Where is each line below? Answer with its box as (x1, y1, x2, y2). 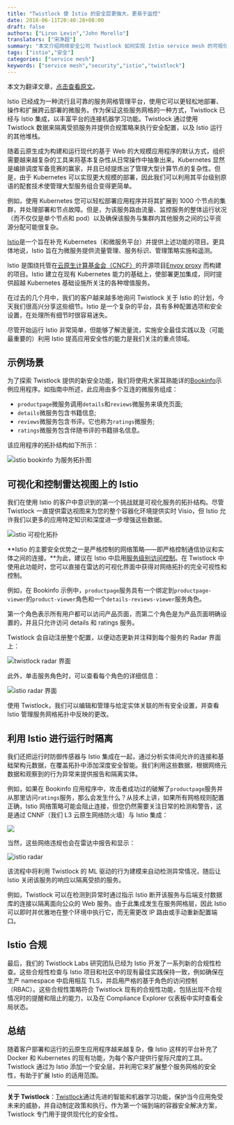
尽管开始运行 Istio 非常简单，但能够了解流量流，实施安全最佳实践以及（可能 (7, 325, 224, 334)
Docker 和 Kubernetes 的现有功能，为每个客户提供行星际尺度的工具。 (7, 1053, 207, 1061)
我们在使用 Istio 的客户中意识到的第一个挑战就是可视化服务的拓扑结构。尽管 (7, 498, 224, 507)
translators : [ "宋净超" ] (7, 36, 77, 43)
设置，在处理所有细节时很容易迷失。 (7, 311, 111, 319)
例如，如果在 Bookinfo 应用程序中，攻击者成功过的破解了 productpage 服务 (7, 784, 217, 793)
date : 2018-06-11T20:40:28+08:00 (7, 17, 104, 24)
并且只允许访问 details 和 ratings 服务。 (25, 618, 139, 627)
